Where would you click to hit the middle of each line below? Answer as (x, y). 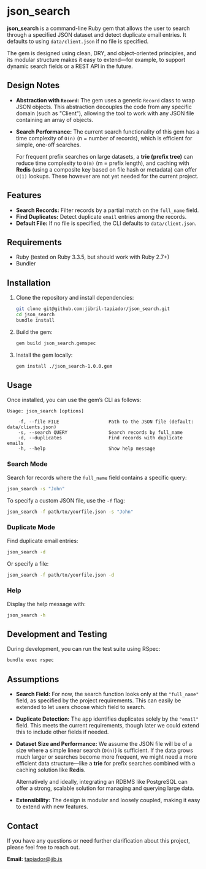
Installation (29, 283)
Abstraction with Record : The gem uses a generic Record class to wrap (105, 100)
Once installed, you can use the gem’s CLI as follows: (74, 400)
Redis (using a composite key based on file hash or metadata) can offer (106, 169)
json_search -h (26, 615)
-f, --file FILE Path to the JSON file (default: (106, 422)
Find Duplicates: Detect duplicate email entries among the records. (101, 216)
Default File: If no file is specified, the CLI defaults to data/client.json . (106, 223)
